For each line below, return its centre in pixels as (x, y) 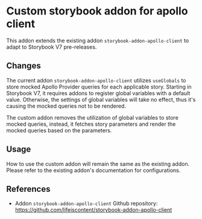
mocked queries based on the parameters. (59, 130)
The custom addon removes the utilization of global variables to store (93, 117)
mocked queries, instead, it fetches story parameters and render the (91, 124)
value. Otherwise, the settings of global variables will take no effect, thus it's (101, 99)
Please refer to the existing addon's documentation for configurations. (93, 170)
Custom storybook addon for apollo (97, 11)
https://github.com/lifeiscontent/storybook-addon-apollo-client (93, 210)
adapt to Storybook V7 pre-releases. (52, 47)
